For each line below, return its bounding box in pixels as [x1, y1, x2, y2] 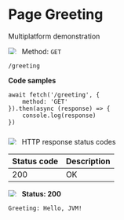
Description [65, 156, 111, 167]
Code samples [8, 75, 57, 85]
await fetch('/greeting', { [8, 90, 100, 99]
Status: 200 [21, 189, 61, 198]
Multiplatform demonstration [8, 31, 100, 41]
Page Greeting [8, 5, 104, 24]
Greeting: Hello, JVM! [8, 204, 82, 212]
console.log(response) [22, 112, 97, 119]
